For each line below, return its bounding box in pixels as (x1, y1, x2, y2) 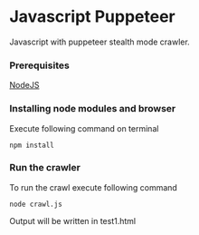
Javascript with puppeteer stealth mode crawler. (9, 36, 190, 47)
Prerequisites (9, 59, 70, 72)
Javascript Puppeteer (9, 6, 176, 27)
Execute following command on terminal (9, 122, 159, 133)
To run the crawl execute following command (9, 181, 178, 192)
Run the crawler (9, 162, 81, 174)
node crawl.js (9, 200, 63, 209)
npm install (9, 141, 54, 150)
